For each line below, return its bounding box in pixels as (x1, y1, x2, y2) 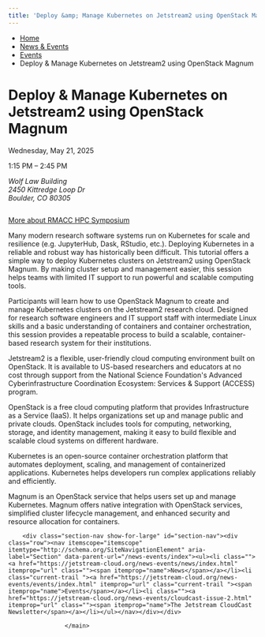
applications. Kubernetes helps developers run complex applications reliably (8, 467, 256, 478)
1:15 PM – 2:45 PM (8, 161, 68, 170)
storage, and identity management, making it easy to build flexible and (8, 427, 237, 437)
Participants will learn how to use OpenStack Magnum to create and (8, 296, 230, 305)
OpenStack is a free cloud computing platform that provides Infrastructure (8, 402, 249, 411)
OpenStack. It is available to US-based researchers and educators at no (8, 362, 242, 371)
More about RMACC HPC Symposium (8, 215, 130, 225)
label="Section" (8, 553, 62, 560)
